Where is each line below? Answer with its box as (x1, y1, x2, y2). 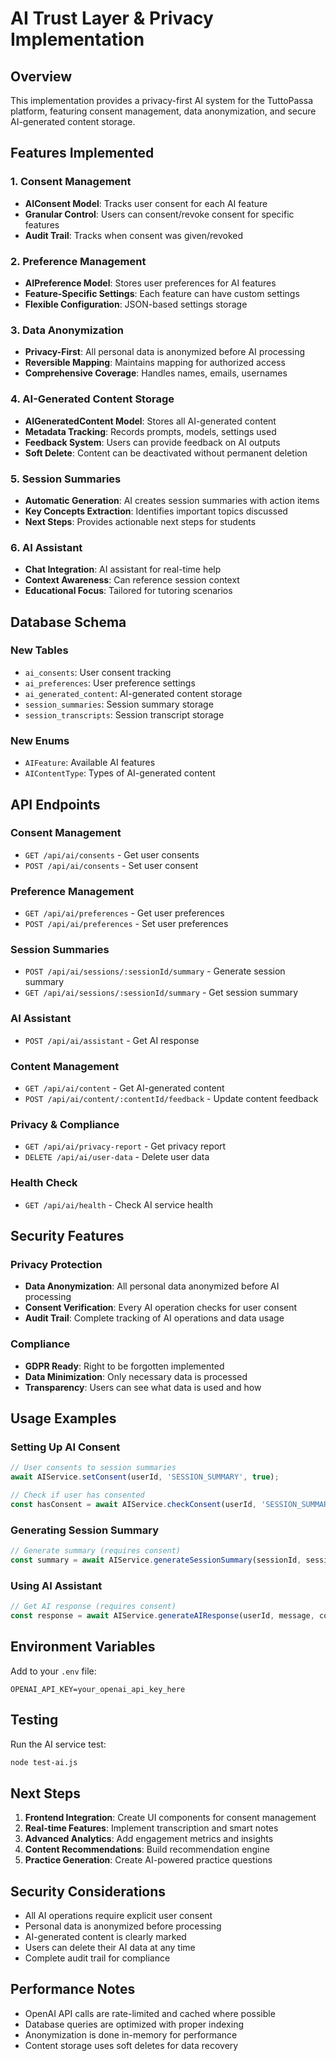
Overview (10, 68, 73, 85)
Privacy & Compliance (10, 1117, 120, 1131)
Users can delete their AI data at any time (24, 1942, 196, 1954)
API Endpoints (10, 796, 101, 813)
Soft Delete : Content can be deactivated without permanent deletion (24, 447, 308, 459)
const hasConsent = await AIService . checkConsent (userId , (10, 1499, 257, 1509)
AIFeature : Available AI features (24, 757, 156, 769)
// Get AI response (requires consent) (10, 1602, 177, 1612)
